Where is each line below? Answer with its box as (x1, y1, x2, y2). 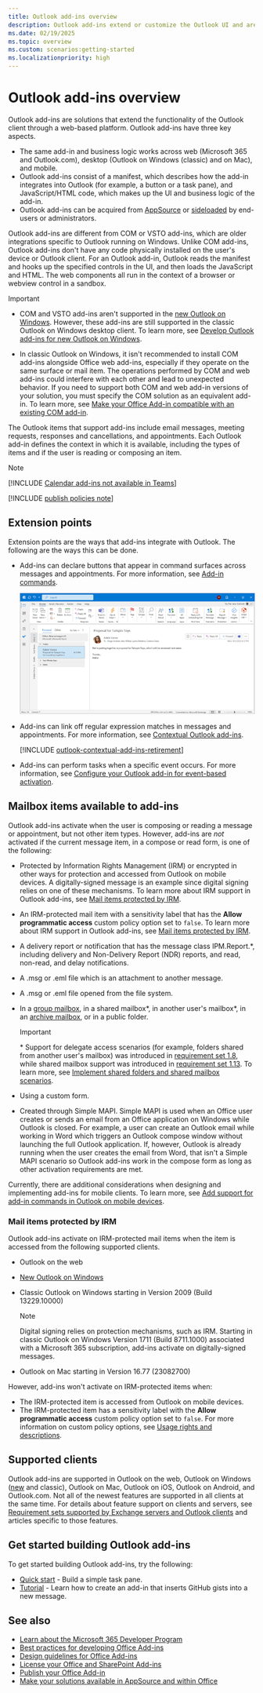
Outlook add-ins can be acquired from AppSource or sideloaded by (19, 205, 237, 214)
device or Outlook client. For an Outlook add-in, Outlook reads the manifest (8, 254, 250, 263)
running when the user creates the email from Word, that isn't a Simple (19, 1148, 248, 1157)
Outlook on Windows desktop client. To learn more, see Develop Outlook (19, 326, 254, 335)
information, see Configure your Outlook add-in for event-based (19, 768, 227, 778)
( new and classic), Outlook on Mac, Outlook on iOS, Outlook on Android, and (8, 1482, 255, 1491)
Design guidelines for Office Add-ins (19, 1651, 138, 1661)
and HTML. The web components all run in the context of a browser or (8, 270, 236, 279)
